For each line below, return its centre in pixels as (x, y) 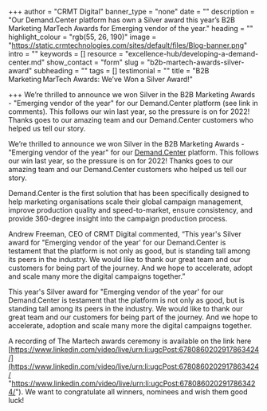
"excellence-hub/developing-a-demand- (192, 54)
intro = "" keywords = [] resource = (66, 54)
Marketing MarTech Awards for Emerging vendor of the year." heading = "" (131, 28)
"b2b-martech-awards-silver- (195, 62)
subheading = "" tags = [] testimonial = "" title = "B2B (122, 70)
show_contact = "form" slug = (96, 62)
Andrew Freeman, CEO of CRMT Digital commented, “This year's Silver (125, 234)
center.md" (27, 62)
